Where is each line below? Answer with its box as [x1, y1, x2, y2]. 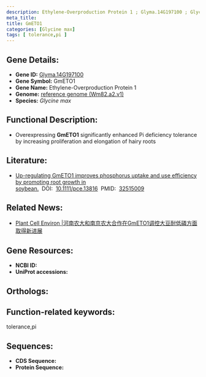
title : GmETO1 [6, 20, 43, 26]
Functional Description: [6, 115, 98, 125]
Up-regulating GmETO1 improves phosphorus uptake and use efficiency [15, 171, 197, 179]
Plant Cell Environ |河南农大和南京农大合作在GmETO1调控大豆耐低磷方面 [15, 219, 198, 227]
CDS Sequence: [15, 357, 57, 365]
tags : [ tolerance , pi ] [6, 32, 67, 38]
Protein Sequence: [15, 363, 64, 371]
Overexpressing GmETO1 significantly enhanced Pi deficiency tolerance [15, 131, 197, 138]
